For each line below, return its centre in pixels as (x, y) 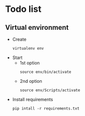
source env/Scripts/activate (50, 90)
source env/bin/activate (45, 72)
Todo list (23, 9)
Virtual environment (37, 28)
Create (19, 39)
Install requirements (33, 99)
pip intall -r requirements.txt (46, 109)
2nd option (31, 81)
